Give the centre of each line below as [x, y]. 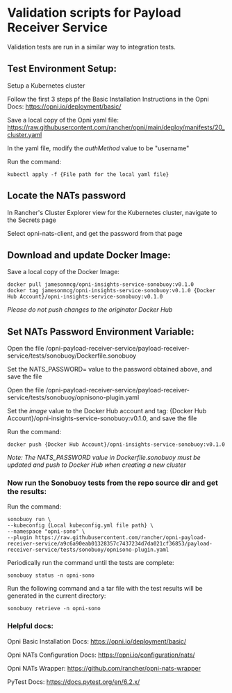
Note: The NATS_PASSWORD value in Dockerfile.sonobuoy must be [104, 458]
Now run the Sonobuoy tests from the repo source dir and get [113, 483]
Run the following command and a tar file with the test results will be [105, 589]
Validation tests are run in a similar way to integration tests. [91, 47]
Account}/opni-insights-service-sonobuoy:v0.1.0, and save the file [102, 418]
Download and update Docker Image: [89, 255]
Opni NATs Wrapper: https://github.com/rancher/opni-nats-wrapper [104, 668]
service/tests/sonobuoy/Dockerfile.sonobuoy [72, 356]
